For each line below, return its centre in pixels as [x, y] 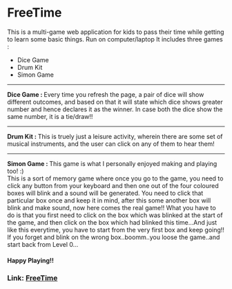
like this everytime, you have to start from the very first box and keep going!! [116, 230]
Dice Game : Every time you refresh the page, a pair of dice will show [106, 94]
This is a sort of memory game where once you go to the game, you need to [115, 178]
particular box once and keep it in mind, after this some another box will [109, 200]
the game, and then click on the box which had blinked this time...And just [112, 222]
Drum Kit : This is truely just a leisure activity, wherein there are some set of [115, 136]
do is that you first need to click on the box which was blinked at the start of [115, 215]
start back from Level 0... [43, 244]
